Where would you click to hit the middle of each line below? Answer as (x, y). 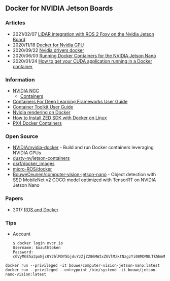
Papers (14, 199)
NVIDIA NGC (26, 91)
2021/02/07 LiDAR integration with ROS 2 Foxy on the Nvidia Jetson (83, 34)
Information (20, 79)
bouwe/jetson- (143, 270)
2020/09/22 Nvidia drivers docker (48, 50)
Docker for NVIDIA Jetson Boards (59, 8)
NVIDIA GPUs (27, 153)
